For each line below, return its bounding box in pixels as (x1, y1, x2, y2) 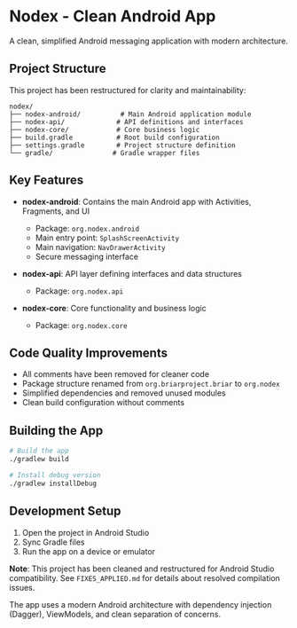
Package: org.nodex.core (35, 319, 128, 330)
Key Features (9, 173, 84, 188)
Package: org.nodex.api (35, 286, 124, 296)
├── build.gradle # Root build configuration (9, 133, 220, 142)
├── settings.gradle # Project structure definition (9, 140, 237, 150)
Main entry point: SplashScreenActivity (35, 232, 180, 243)
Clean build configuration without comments (21, 397, 184, 408)
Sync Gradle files (21, 537, 86, 547)
